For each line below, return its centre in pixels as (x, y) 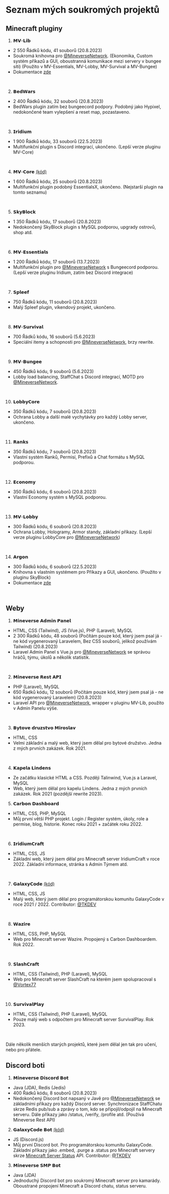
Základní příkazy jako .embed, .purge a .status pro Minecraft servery (84, 1150)
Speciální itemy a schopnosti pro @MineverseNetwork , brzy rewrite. (83, 342)
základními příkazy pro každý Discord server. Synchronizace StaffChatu (88, 1104)
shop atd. (23, 232)
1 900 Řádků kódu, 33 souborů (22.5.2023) (58, 141)
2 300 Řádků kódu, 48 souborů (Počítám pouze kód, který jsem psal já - (88, 635)
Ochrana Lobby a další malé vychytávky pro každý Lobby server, (80, 417)
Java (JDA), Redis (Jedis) (39, 1087)
